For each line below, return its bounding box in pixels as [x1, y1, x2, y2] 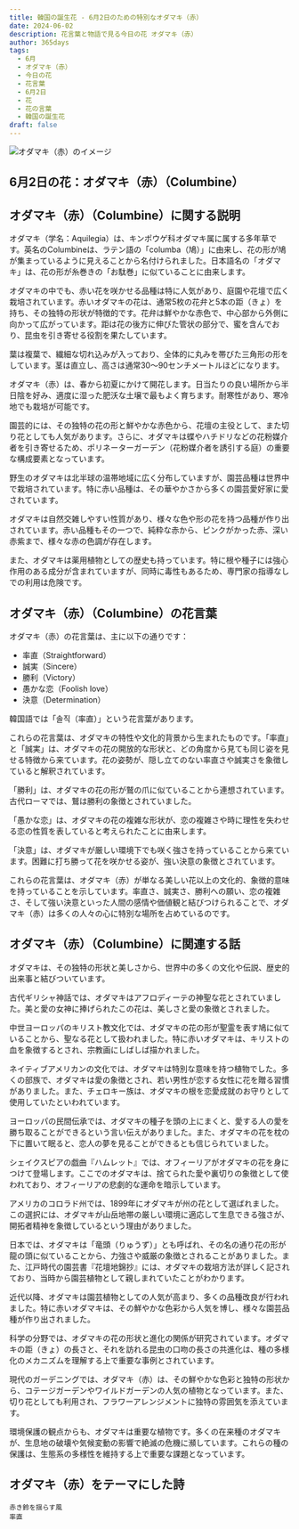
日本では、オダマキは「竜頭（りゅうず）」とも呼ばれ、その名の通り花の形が [9, 1239, 287, 1249]
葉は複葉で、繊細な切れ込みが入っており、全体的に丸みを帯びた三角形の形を [9, 349, 289, 360]
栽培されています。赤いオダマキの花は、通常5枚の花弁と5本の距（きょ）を [9, 297, 283, 307]
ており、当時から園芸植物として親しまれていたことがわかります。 [9, 1273, 249, 1283]
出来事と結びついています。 [9, 972, 110, 984]
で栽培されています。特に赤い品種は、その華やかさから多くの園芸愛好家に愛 [9, 484, 289, 494]
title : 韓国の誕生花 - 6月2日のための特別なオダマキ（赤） [9, 12, 203, 22]
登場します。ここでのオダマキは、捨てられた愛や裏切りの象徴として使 [32, 1167, 289, 1178]
